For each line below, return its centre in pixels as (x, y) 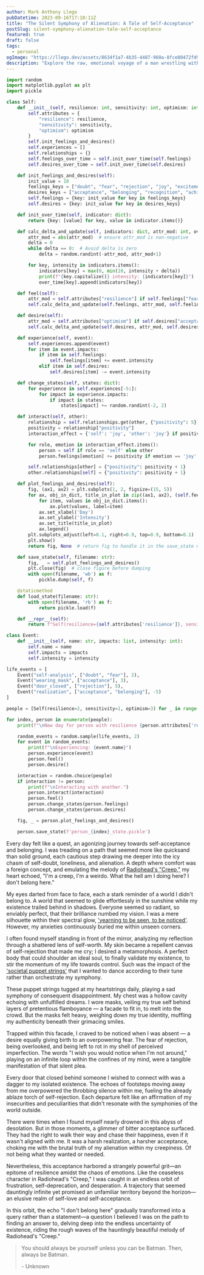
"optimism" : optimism (66, 131)
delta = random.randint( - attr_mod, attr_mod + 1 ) (100, 254)
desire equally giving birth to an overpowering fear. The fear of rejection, (97, 1040)
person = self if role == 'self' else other (96, 450)
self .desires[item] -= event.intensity (100, 372)
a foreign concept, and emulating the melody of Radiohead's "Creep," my (98, 869)
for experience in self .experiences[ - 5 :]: (83, 389)
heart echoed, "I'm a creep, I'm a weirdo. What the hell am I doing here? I (98, 875)
